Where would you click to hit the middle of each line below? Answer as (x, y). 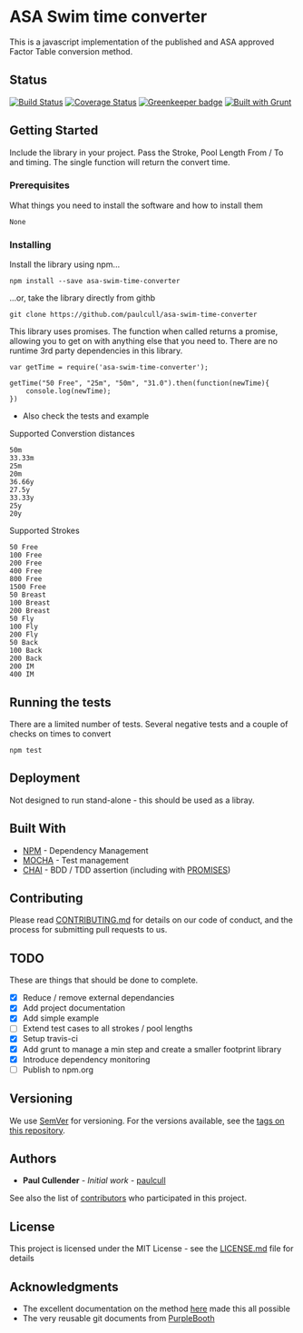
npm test (26, 750)
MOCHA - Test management (76, 860)
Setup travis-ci (50, 1039)
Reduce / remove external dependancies (98, 998)
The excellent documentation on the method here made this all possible (156, 1308)
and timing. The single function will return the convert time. (120, 162)
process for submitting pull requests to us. (88, 930)
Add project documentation (73, 1008)
